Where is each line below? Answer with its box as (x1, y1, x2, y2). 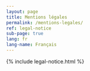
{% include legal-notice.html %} (6, 57, 85, 65)
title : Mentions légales (6, 14, 67, 20)
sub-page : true (6, 31, 44, 37)
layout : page (6, 8, 38, 15)
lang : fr (6, 36, 28, 42)
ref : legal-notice (6, 25, 52, 31)
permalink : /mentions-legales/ (6, 20, 83, 25)
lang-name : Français (6, 42, 57, 48)
